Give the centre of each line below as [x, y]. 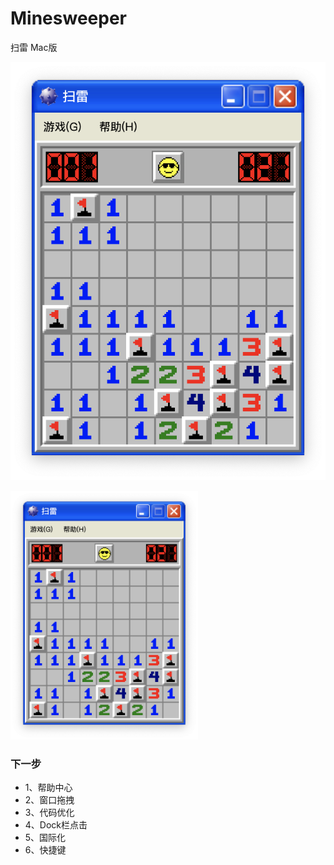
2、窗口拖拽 [49, 800]
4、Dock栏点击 [56, 825]
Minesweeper [68, 18]
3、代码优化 [49, 813]
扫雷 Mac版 [34, 47]
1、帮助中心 [48, 788]
